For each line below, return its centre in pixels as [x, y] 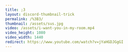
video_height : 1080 [25, 33]
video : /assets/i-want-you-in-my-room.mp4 [50, 28]
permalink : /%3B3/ [24, 19]
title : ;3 [15, 10]
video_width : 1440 [24, 38]
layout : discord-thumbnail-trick [40, 14]
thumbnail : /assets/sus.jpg [34, 24]
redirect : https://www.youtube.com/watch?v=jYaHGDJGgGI [64, 42]
